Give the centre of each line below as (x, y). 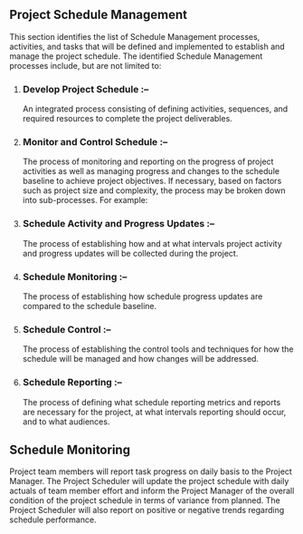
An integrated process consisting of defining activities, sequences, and (155, 109)
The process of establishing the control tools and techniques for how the (158, 349)
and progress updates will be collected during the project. (130, 253)
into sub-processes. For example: (85, 200)
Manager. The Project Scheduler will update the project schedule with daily (149, 481)
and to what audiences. (66, 422)
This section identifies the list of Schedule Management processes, (135, 36)
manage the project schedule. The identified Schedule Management (136, 56)
